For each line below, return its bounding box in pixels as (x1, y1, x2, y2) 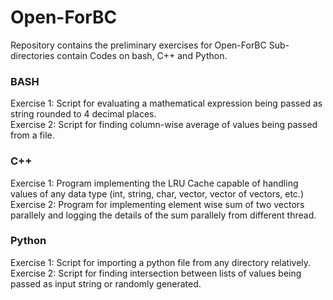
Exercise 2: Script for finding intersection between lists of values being (10, 267, 302, 279)
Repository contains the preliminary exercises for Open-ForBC (10, 39, 267, 51)
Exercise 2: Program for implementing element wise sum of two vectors (10, 198, 305, 210)
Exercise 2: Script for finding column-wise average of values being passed (10, 119, 318, 131)
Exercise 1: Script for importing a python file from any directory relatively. (10, 256, 312, 268)
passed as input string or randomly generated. (10, 277, 202, 290)
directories (10, 49, 55, 61)
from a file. (10, 129, 55, 141)
